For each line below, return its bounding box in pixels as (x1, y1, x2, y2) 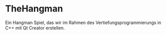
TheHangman (5, 3, 63, 14)
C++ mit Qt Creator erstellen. (5, 24, 65, 30)
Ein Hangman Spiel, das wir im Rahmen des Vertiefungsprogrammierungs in (5, 19, 161, 25)
